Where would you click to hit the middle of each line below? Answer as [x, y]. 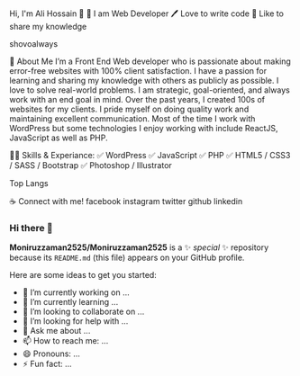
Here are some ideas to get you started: [83, 275]
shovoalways [34, 44]
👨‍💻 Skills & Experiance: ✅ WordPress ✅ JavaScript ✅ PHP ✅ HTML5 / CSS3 [150, 155]
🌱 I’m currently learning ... [70, 302]
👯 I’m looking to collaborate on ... [83, 312]
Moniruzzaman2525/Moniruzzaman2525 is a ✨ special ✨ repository [139, 247]
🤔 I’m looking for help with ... [75, 321]
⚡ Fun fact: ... [47, 364]
